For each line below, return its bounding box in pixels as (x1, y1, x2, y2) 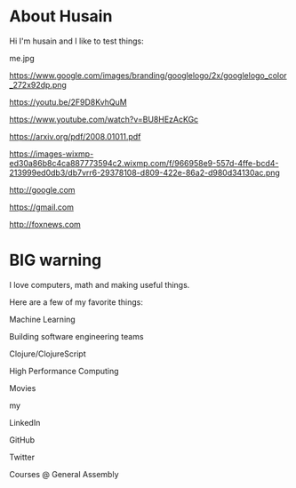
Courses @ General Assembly (9, 468, 119, 479)
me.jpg (9, 52, 36, 63)
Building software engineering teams (9, 331, 144, 341)
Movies (9, 382, 36, 393)
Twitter (9, 452, 36, 462)
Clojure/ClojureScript (9, 348, 86, 359)
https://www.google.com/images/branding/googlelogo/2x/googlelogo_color (9, 69, 287, 81)
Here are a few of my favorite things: (9, 296, 144, 308)
